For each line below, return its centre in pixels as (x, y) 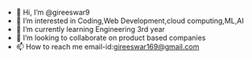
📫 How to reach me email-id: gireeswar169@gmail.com (107, 47)
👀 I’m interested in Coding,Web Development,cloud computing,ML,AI (130, 21)
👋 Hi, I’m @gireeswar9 (53, 12)
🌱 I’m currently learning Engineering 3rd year (90, 29)
